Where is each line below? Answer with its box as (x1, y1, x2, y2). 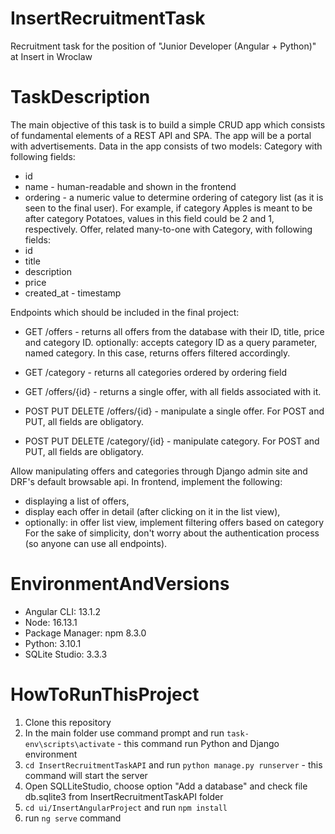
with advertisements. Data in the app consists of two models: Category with (10, 140, 323, 152)
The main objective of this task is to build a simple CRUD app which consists (10, 118, 326, 131)
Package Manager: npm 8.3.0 (24, 627, 147, 639)
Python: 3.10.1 (24, 637, 82, 649)
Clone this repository (24, 716, 112, 728)
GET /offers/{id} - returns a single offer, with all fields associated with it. (24, 385, 322, 397)
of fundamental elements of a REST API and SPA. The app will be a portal (10, 129, 312, 141)
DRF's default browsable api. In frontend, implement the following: (10, 475, 283, 487)
